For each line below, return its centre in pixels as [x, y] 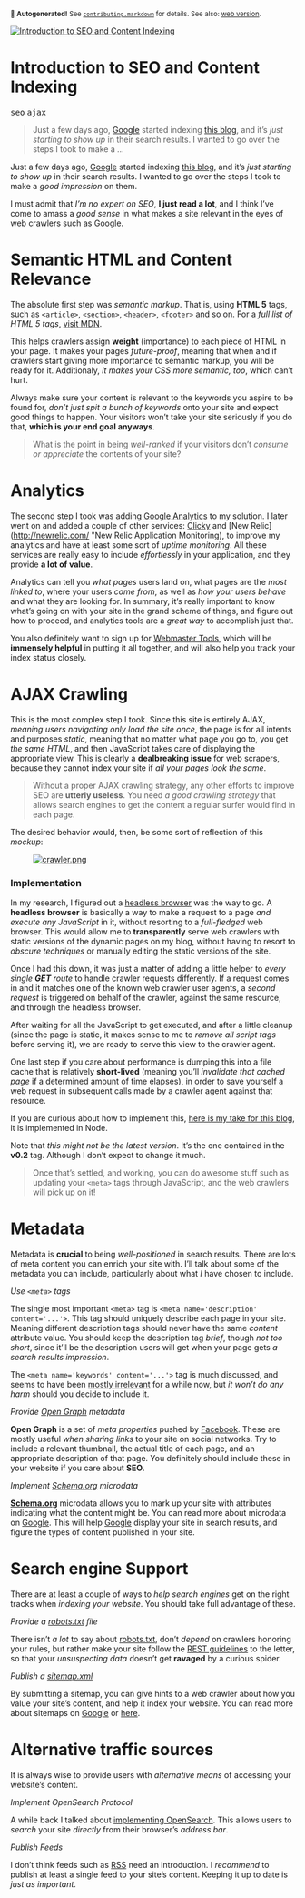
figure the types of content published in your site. [103, 1532]
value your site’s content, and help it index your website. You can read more [152, 1703]
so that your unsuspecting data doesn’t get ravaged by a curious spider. [146, 1658]
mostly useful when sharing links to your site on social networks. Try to [143, 1439]
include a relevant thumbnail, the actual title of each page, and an [133, 1449]
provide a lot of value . [52, 564]
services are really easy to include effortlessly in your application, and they [151, 554]
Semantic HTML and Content [121, 260]
